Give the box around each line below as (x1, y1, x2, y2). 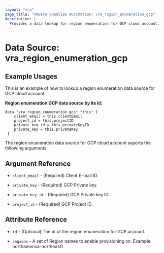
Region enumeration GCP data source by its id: (5, 100, 102, 106)
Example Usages (5, 72, 58, 80)
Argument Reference (5, 159, 71, 168)
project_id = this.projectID (14, 118, 74, 123)
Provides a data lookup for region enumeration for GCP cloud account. (9, 21, 160, 26)
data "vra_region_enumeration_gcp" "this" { (5, 109, 98, 115)
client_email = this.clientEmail (14, 114, 83, 119)
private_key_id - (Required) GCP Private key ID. (12, 192, 110, 198)
